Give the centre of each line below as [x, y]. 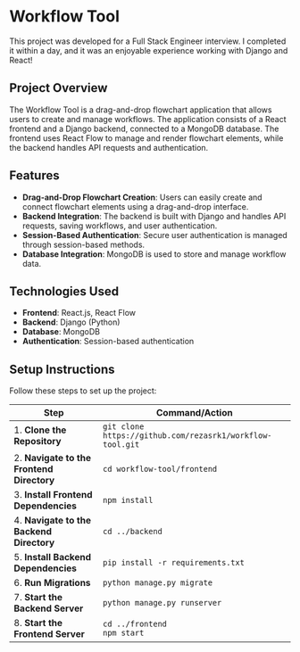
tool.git [121, 445]
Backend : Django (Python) [71, 322]
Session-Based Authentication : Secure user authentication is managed [154, 235]
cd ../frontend [135, 624]
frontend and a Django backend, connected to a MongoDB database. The [144, 128]
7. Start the [38, 598]
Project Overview [58, 88]
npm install [128, 500]
